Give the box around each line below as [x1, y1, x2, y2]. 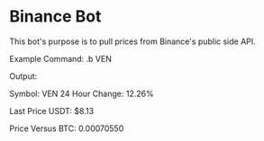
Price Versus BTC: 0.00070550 [9, 123, 124, 134]
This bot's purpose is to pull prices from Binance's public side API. [9, 36, 257, 47]
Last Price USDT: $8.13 [9, 105, 95, 116]
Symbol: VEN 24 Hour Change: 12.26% [9, 88, 155, 99]
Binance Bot [9, 6, 102, 27]
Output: [9, 70, 38, 82]
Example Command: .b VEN [9, 53, 113, 64]
